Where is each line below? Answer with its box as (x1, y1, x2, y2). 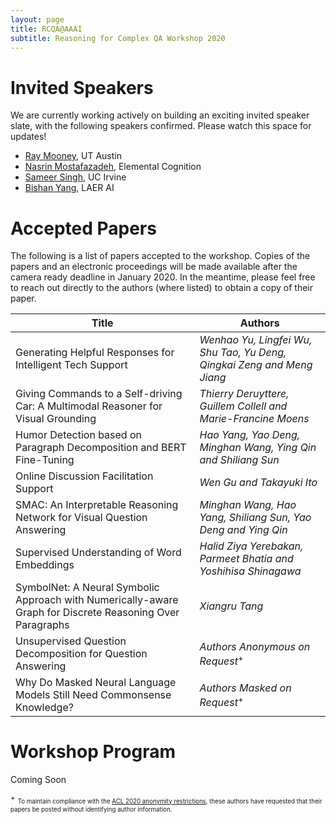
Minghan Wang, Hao (199, 498, 297, 512)
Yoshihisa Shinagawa (199, 564, 302, 578)
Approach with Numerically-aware (15, 593, 179, 607)
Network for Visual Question (15, 511, 148, 525)
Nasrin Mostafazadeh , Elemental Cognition (24, 161, 202, 173)
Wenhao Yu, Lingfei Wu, (199, 333, 313, 347)
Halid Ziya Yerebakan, (199, 539, 304, 553)
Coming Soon (10, 774, 67, 786)
